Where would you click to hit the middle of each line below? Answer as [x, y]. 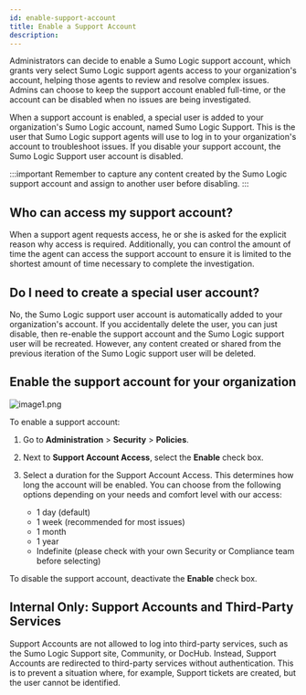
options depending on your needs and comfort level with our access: [152, 494]
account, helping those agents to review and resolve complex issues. [139, 80]
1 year [47, 541]
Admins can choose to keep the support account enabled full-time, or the [148, 90]
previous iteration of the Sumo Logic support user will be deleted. [132, 353]
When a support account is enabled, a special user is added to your [137, 118]
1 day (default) [63, 512]
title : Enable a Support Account [73, 27]
